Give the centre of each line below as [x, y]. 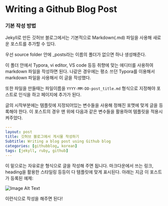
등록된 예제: [22, 178]
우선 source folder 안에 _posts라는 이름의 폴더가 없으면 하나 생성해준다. [76, 55]
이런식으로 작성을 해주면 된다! [34, 198]
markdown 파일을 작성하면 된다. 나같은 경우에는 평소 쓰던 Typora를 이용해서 [80, 72]
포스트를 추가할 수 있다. [33, 44]
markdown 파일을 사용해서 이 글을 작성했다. [48, 78]
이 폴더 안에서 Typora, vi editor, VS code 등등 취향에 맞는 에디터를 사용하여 [79, 65]
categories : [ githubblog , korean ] [41, 146]
